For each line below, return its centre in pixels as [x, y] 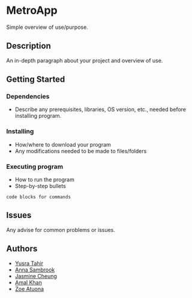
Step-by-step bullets [40, 186]
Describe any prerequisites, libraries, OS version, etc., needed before [100, 109]
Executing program [35, 166]
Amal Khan [28, 282]
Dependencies [28, 97]
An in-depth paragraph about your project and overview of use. [85, 60]
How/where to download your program [63, 144]
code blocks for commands [38, 197]
